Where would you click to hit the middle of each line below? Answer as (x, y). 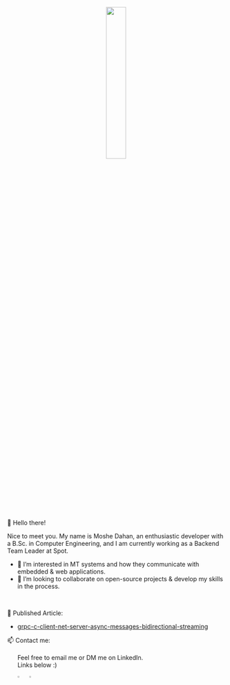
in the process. (38, 586)
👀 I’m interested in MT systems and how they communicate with (108, 564)
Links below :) (37, 665)
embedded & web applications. (61, 572)
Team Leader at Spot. (38, 551)
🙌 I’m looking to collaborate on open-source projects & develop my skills (120, 579)
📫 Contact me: (29, 640)
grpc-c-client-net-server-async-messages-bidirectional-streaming (113, 627)
